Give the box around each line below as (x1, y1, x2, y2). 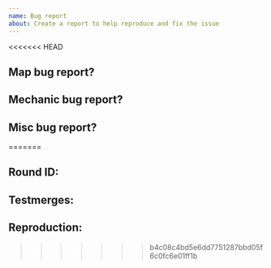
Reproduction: (8, 221, 83, 235)
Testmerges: (8, 192, 75, 207)
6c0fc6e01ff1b (149, 251, 198, 261)
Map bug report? (8, 65, 95, 79)
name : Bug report (8, 11, 67, 20)
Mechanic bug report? (8, 93, 123, 106)
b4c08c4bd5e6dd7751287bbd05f (149, 242, 264, 252)
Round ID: (8, 166, 59, 179)
